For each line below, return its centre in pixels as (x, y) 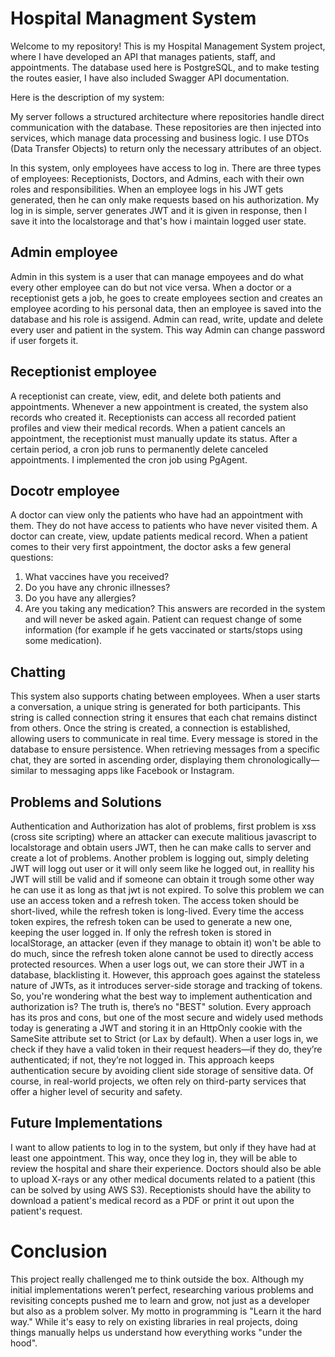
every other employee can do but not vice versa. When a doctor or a (151, 287)
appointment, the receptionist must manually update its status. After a (154, 438)
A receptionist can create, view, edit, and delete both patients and (146, 396)
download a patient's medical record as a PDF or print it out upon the (152, 1200)
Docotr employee (65, 490)
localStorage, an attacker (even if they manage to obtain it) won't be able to (166, 943)
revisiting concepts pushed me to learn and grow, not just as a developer (160, 1300)
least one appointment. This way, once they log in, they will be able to (154, 1158)
